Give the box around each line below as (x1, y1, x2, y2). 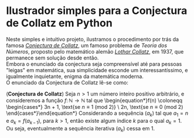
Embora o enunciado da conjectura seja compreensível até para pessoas (6, 60, 182, 68)
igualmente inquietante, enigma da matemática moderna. (6, 73, 144, 80)
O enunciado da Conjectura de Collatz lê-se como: (6, 79, 129, 86)
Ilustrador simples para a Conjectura (6, 4, 188, 17)
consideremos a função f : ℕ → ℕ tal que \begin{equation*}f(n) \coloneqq (6, 97, 183, 104)
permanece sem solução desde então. (6, 54, 99, 61)
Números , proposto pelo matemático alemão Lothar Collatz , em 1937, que (6, 48, 184, 55)
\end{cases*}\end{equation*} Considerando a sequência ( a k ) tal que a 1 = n (6, 109, 189, 118)
